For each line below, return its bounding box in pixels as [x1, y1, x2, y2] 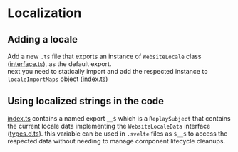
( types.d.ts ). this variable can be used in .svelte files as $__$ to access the [7, 129, 228, 138]
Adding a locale [7, 33, 78, 45]
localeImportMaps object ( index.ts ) [7, 75, 108, 83]
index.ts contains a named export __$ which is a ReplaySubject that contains [7, 114, 231, 122]
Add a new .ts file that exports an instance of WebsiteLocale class [7, 52, 202, 60]
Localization [7, 5, 82, 21]
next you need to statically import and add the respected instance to [7, 67, 208, 75]
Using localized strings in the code [7, 95, 165, 107]
